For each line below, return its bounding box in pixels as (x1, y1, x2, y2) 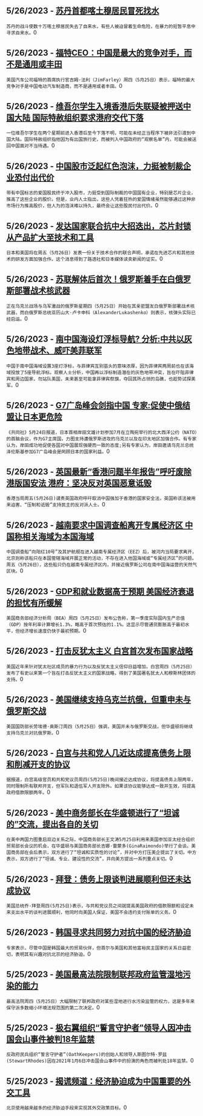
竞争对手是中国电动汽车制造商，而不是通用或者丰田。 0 (6, 82, 123, 89)
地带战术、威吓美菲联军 (14, 345, 102, 356)
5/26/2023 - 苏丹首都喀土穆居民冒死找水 (6, 5, 159, 16)
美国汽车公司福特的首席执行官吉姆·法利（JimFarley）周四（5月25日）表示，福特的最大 (6, 76, 195, 83)
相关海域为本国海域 (22, 531, 94, 542)
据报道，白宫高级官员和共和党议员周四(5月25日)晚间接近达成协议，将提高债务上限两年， (6, 777, 196, 783)
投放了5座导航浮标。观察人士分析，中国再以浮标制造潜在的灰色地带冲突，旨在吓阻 (10, 369, 185, 375)
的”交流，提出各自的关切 (6, 819, 99, 829)
